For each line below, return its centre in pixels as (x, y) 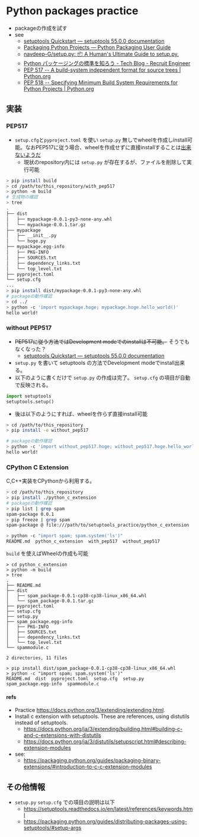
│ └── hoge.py (26, 241)
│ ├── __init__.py (32, 236)
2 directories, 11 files (37, 658)
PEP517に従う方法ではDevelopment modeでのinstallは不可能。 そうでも (102, 341)
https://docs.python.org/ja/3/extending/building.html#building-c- (103, 729)
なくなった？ (30, 349)
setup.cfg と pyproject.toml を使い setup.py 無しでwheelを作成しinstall (101, 140)
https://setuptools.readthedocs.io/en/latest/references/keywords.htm (108, 809)
